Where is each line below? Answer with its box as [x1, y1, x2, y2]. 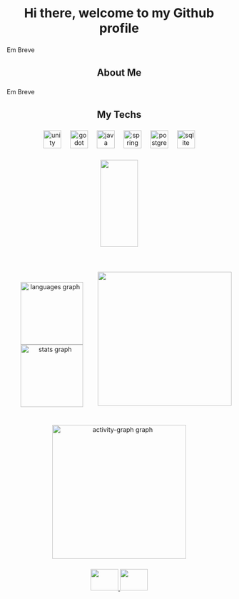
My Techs [96, 109, 142, 121]
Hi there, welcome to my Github [24, 5, 215, 21]
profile [98, 20, 140, 36]
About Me [96, 66, 142, 79]
